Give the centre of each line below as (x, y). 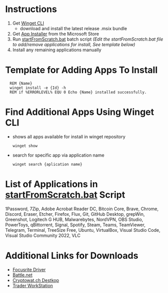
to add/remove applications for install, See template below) (74, 44)
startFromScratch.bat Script (65, 195)
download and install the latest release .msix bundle (73, 28)
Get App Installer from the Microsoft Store (56, 34)
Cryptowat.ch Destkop (36, 280)
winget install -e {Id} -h (38, 88)
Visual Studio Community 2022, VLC (43, 235)
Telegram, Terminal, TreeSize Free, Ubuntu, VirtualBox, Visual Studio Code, (83, 230)
